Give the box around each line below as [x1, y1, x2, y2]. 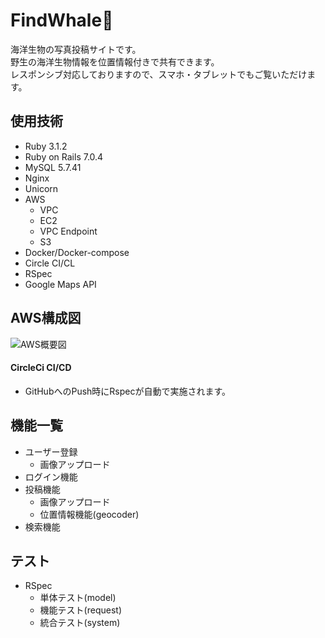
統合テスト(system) [39, 617, 121, 629]
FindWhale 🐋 [10, 9, 114, 32]
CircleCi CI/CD [10, 362, 72, 374]
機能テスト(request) [39, 604, 122, 616]
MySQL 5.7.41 [24, 161, 82, 173]
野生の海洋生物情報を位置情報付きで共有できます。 [10, 55, 220, 68]
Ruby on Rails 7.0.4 [24, 150, 104, 163]
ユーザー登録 [24, 445, 78, 458]
